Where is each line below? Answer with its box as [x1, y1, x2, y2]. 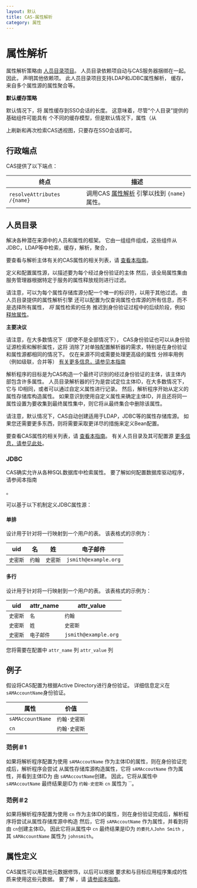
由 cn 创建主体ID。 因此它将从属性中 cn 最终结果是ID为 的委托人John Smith [6, 825, 181, 833]
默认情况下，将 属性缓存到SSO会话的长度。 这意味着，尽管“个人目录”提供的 [6, 107, 189, 114]
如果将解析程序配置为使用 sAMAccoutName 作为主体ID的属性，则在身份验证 [6, 757, 182, 765]
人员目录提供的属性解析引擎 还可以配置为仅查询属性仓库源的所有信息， [6, 296, 177, 303]
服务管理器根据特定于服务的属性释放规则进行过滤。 [6, 276, 130, 283]
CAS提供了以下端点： [6, 162, 58, 169]
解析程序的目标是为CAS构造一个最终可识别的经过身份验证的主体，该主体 [6, 370, 181, 377]
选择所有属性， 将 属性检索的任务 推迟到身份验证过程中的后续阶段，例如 [11, 304, 185, 311]
